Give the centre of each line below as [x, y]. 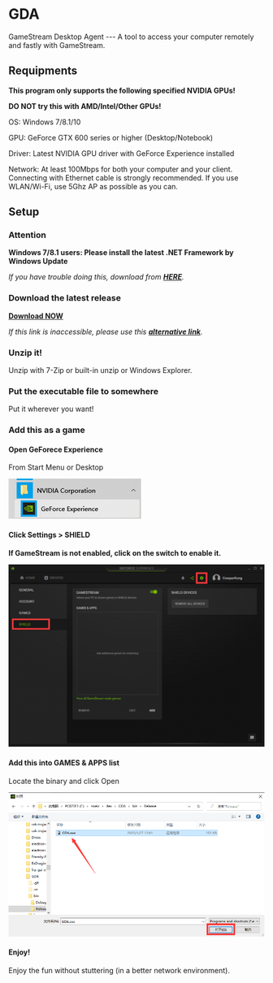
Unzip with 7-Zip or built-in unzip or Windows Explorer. [100, 370]
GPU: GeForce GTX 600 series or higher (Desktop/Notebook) [111, 137]
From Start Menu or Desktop [56, 467]
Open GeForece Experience [56, 449]
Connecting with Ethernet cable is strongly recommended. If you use [123, 178]
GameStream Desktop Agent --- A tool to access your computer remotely [131, 37]
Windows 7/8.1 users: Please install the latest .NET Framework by [121, 253]
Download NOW [36, 316]
